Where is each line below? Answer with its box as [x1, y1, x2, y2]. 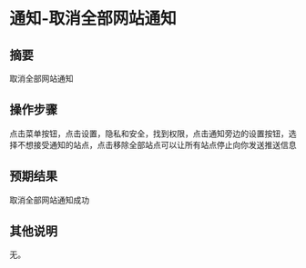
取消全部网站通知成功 [9, 194, 89, 205]
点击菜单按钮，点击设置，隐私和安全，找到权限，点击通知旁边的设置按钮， [9, 128, 289, 139]
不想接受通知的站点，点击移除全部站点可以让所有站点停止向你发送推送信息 [16, 139, 297, 150]
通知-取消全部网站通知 [9, 8, 178, 29]
